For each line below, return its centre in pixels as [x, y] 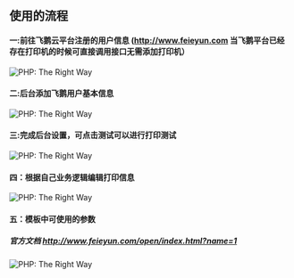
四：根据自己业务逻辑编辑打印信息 [72, 177]
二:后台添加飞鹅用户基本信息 [62, 94]
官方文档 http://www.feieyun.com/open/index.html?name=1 [123, 241]
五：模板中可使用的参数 [52, 219]
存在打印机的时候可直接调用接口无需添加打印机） [99, 51]
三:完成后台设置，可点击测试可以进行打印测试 [93, 135]
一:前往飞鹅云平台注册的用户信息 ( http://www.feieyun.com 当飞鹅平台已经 [147, 40]
